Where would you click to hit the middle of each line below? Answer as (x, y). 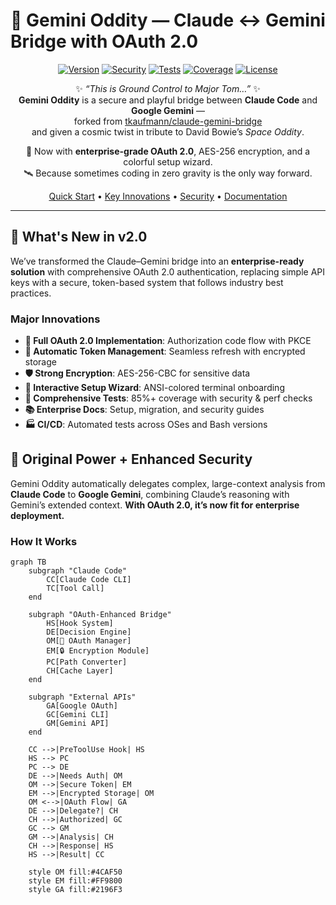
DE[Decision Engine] (89, 632)
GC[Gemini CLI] (78, 715)
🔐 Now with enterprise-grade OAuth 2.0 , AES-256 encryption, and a (168, 151)
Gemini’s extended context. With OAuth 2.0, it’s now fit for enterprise (155, 505)
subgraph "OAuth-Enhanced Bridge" (100, 615)
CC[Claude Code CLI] (89, 580)
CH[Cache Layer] (80, 671)
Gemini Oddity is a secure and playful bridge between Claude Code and (168, 100)
